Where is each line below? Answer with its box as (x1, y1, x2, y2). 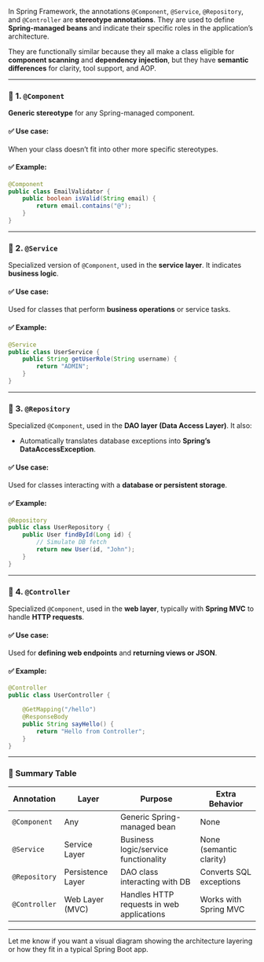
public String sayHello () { (22, 720, 114, 728)
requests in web (120, 898, 179, 909)
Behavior (208, 798, 244, 809)
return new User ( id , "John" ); (36, 546, 135, 554)
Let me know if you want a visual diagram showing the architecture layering (8, 936, 253, 946)
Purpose (140, 793, 173, 804)
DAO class (120, 866, 159, 877)
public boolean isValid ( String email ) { (22, 195, 156, 203)
